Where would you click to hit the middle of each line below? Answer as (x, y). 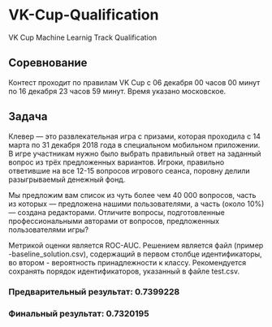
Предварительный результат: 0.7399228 (94, 292)
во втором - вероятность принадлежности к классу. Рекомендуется (127, 262)
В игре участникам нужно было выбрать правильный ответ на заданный (135, 153)
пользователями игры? (49, 230)
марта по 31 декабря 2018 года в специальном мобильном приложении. (134, 144)
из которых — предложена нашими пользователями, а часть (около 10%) (136, 204)
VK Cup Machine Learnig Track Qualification (83, 37)
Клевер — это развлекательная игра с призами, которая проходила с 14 (135, 136)
